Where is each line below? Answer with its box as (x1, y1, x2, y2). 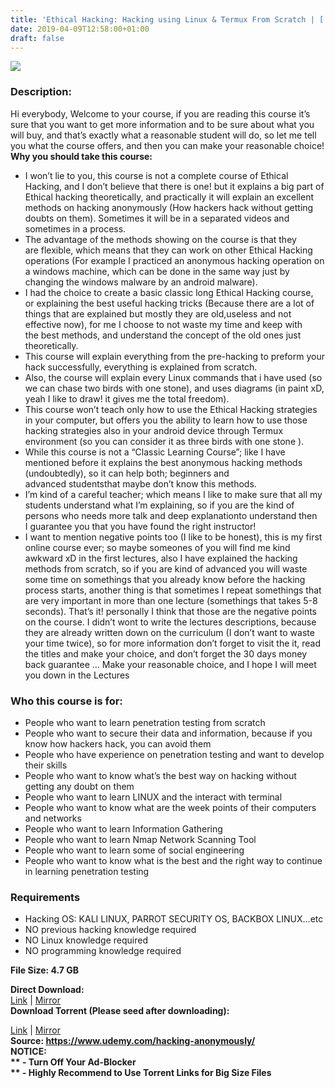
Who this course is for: (10, 694, 123, 708)
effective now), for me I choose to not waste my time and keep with (24, 318, 303, 330)
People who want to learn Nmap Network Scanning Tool (24, 833, 257, 845)
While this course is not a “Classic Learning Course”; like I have (24, 446, 286, 458)
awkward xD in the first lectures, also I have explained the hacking (24, 552, 298, 564)
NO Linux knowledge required (24, 934, 149, 946)
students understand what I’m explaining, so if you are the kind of (24, 499, 295, 511)
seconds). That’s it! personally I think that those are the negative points (24, 605, 318, 617)
